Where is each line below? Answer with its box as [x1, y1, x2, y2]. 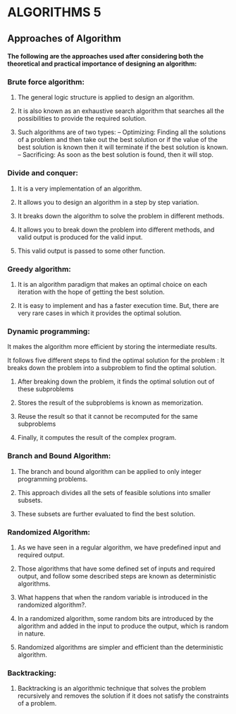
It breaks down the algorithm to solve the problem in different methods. [17, 211, 225, 220]
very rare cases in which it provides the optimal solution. [17, 309, 182, 318]
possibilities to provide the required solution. [17, 114, 147, 123]
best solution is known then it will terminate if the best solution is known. [17, 143, 228, 152]
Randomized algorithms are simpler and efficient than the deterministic [17, 643, 224, 651]
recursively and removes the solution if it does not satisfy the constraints [17, 691, 229, 700]
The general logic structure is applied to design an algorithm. [17, 93, 195, 102]
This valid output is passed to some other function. [17, 246, 166, 255]
